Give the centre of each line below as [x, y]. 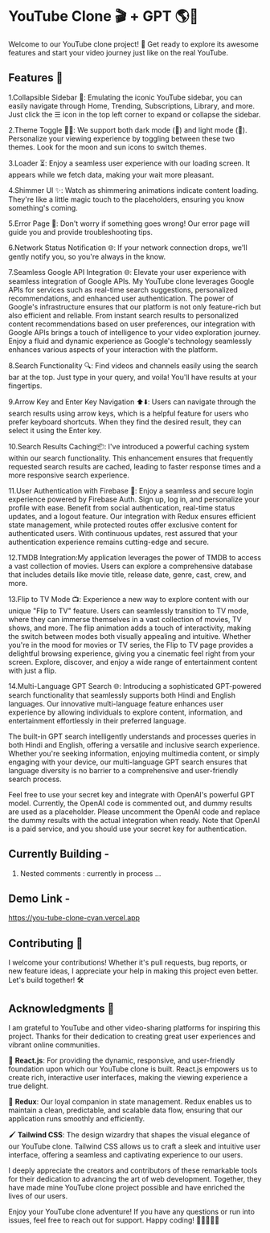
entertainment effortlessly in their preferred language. [97, 720]
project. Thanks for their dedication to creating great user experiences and [132, 1036]
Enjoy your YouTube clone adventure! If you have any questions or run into [132, 1212]
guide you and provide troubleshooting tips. [81, 231]
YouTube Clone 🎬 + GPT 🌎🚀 [104, 16]
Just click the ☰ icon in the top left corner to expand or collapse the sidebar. [135, 114]
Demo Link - [39, 898]
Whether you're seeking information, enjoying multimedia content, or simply [134, 753]
